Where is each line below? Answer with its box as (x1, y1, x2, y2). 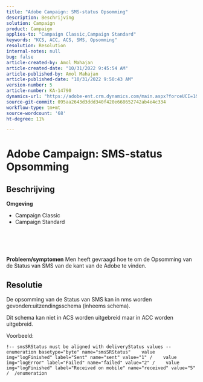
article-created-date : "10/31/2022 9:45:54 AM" (6, 65, 129, 71)
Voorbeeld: (6, 332, 34, 340)
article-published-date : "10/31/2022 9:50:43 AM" (6, 76, 134, 82)
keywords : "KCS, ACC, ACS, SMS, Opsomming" (6, 37, 118, 43)
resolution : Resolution (6, 43, 66, 49)
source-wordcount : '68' (6, 110, 66, 116)
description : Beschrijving (6, 15, 74, 21)
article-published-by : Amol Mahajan (6, 71, 98, 77)
